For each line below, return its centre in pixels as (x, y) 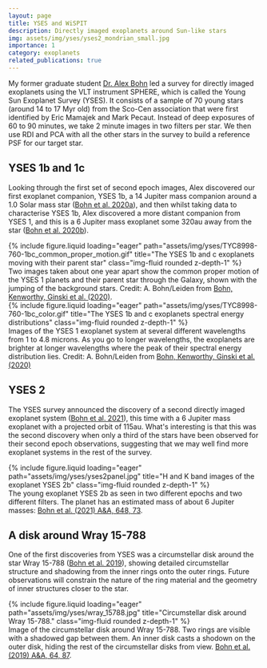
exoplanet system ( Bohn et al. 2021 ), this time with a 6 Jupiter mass (120, 418)
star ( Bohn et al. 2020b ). (49, 230)
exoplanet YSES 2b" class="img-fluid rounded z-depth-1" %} (109, 484)
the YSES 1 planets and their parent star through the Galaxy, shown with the (133, 279)
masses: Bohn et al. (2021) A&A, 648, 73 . (76, 510)
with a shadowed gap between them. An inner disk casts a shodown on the (132, 638)
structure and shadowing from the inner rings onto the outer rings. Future (129, 572)
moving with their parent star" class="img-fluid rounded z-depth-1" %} (125, 262)
